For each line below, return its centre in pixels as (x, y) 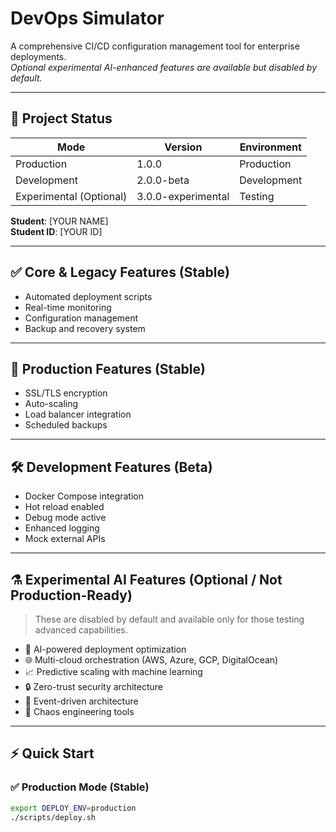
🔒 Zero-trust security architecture (93, 686)
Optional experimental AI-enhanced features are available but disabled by (164, 67)
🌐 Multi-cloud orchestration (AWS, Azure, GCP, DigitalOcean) (151, 660)
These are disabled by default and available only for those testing (169, 619)
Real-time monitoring (68, 307)
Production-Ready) (71, 595)
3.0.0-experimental (183, 196)
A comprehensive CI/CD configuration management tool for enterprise (155, 46)
